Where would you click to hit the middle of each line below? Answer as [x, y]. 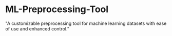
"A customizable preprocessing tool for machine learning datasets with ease [86, 23]
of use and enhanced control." [37, 28]
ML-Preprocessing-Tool [57, 9]
